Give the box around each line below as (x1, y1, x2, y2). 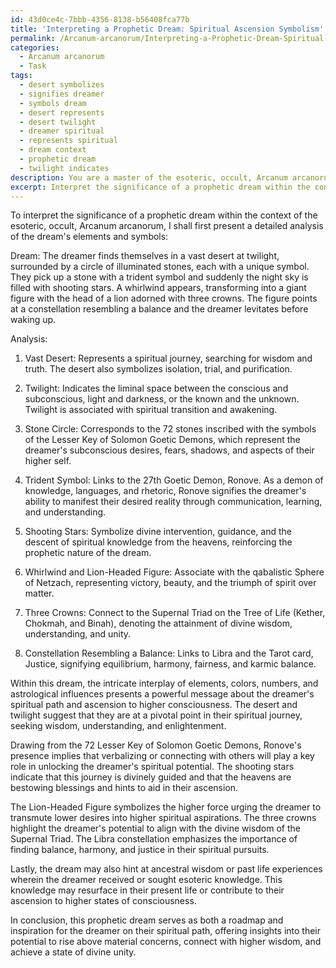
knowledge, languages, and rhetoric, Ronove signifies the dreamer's (24, 485, 307, 497)
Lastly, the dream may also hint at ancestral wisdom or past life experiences (10, 863, 323, 875)
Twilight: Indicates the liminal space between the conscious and (24, 382, 289, 395)
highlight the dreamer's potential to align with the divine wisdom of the (10, 822, 301, 835)
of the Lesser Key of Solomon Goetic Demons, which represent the (24, 434, 301, 446)
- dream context (19, 145, 87, 155)
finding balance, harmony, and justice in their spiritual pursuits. (10, 844, 270, 856)
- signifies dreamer (19, 89, 105, 99)
